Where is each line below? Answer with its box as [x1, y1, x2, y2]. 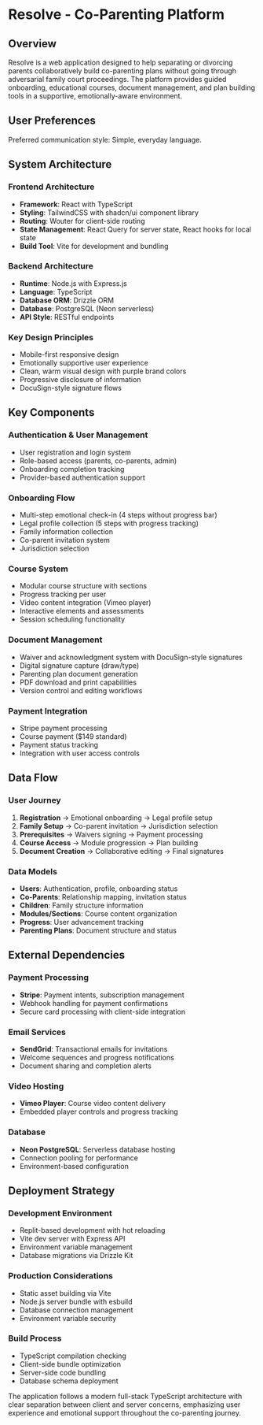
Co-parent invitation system [19, 536, 110, 545]
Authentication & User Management [8, 429, 148, 440]
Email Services [8, 1026, 67, 1037]
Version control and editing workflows [19, 685, 143, 695]
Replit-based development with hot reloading [19, 1226, 166, 1235]
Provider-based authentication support [19, 473, 145, 482]
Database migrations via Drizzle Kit [19, 1251, 133, 1260]
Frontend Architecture [8, 181, 95, 192]
